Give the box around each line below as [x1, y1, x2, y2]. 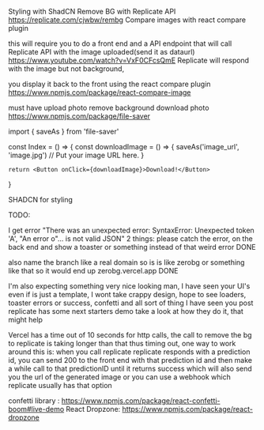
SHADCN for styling [8, 195, 74, 204]
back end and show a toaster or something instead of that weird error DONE [8, 243, 256, 251]
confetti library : [8, 396, 60, 405]
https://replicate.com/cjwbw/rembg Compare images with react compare [8, 15, 247, 25]
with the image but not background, [8, 64, 125, 74]
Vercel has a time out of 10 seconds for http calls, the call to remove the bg [8, 330, 252, 339]
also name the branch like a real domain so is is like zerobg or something [8, 258, 245, 267]
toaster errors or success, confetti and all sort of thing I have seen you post [8, 298, 254, 307]
